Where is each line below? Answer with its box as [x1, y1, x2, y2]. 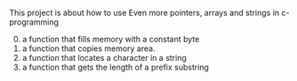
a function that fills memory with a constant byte [21, 34, 200, 44]
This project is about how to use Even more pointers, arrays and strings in [9, 8, 280, 18]
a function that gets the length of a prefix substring [21, 62, 209, 72]
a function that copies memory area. [21, 43, 156, 54]
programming [9, 17, 60, 27]
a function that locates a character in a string [21, 53, 187, 63]
